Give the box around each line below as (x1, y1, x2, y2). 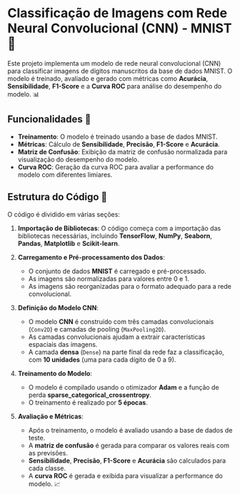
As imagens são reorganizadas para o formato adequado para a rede (28, 282, 232, 290)
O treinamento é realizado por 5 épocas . (28, 398, 148, 407)
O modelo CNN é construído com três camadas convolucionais (28, 317, 214, 326)
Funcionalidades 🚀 (7, 113, 91, 126)
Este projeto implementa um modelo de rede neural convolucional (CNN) (7, 59, 221, 67)
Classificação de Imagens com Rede (7, 5, 227, 21)
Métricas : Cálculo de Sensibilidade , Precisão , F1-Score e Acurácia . (17, 139, 220, 148)
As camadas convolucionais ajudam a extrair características (28, 332, 206, 341)
